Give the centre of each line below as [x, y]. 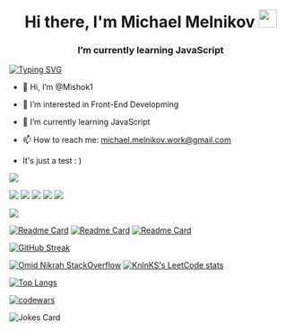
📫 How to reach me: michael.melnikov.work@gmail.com [126, 140]
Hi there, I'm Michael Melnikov [140, 22]
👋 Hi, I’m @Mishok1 [58, 87]
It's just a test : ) [52, 161]
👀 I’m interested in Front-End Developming [100, 104]
